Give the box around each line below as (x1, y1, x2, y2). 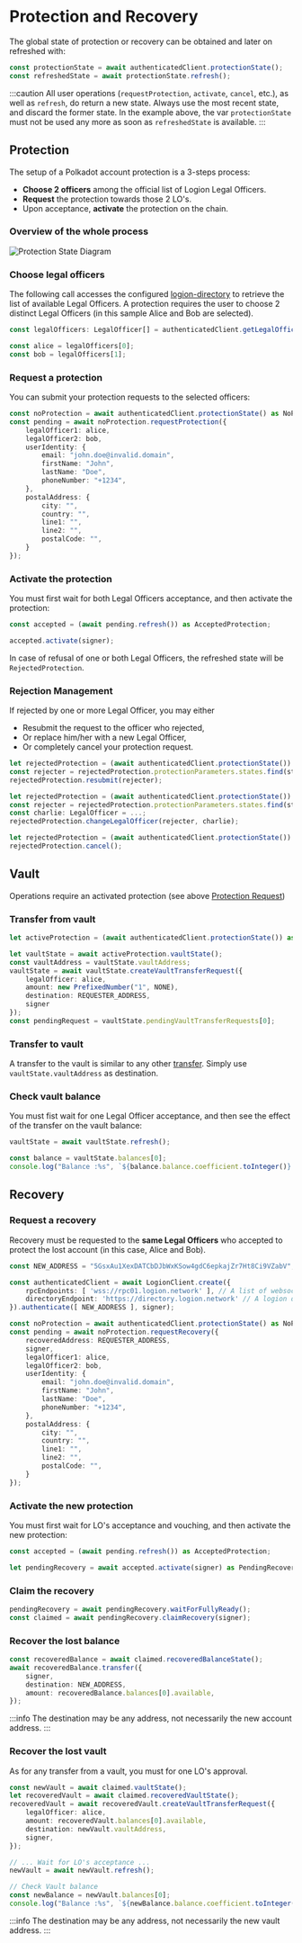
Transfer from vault (9, 913, 96, 925)
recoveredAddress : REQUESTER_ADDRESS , (25, 1336, 171, 1345)
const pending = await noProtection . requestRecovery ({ (9, 1327, 219, 1336)
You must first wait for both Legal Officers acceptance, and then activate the (9, 593, 293, 604)
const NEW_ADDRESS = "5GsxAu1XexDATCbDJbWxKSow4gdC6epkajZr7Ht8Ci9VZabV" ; (9, 1262, 296, 1271)
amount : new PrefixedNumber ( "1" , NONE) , (25, 983, 179, 992)
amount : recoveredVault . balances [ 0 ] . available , (25, 1816, 207, 1826)
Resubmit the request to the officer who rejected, (22, 723, 205, 733)
